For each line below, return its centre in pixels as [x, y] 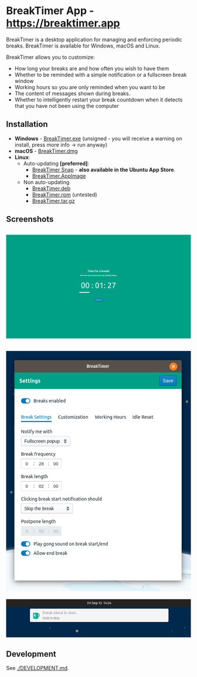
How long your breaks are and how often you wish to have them [92, 68]
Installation [27, 124]
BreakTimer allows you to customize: [50, 57]
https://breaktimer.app [63, 23]
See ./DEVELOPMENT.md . [38, 668]
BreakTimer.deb [51, 188]
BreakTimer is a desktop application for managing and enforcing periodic [94, 39]
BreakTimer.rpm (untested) [65, 194]
